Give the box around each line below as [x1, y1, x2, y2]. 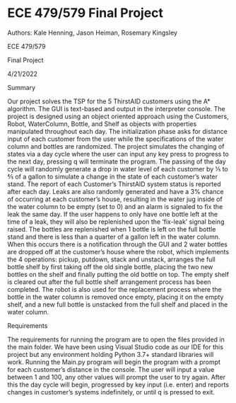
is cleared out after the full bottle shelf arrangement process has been [7, 278, 211, 286]
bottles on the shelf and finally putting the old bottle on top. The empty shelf [7, 270, 230, 278]
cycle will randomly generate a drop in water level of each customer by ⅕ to [7, 164, 228, 173]
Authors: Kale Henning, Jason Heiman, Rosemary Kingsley [7, 28, 178, 37]
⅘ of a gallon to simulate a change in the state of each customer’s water [7, 172, 218, 181]
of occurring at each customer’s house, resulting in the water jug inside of [7, 195, 223, 203]
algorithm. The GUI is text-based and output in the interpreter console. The [7, 104, 226, 113]
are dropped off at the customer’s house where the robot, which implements [7, 247, 230, 256]
